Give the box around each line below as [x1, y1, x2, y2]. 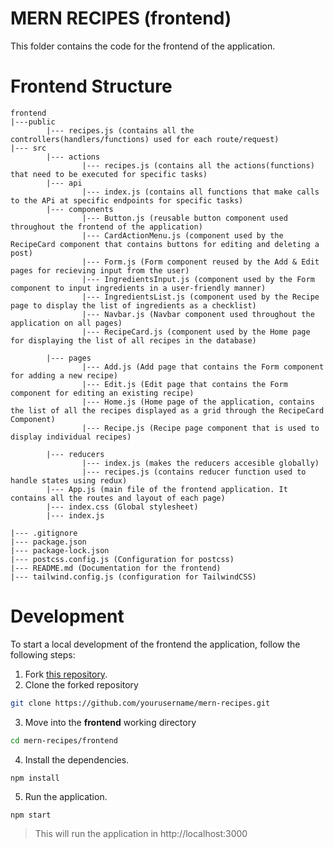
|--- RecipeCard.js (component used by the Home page [81, 327, 311, 337]
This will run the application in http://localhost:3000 [34, 828, 248, 840]
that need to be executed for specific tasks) [10, 169, 208, 179]
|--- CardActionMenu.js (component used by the [81, 230, 284, 241]
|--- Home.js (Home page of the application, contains [81, 397, 315, 407]
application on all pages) [10, 318, 123, 328]
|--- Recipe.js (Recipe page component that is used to [81, 423, 320, 433]
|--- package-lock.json [10, 545, 110, 556]
